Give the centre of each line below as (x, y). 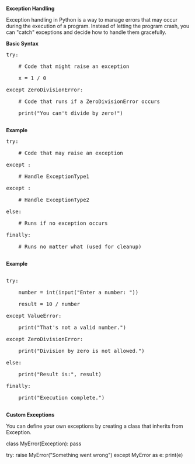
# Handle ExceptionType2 (54, 200)
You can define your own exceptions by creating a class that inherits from (95, 426)
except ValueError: (34, 316)
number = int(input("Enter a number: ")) (79, 292)
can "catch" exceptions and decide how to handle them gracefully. (86, 32)
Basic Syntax (22, 44)
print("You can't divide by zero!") (71, 113)
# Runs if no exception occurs (63, 223)
